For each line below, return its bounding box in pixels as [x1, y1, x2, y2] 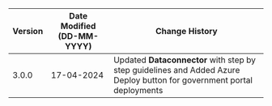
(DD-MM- [57, 31, 99, 41]
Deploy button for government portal [113, 74, 253, 86]
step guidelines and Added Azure [113, 65, 240, 75]
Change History [155, 26, 218, 36]
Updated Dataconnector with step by [113, 54, 257, 66]
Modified [60, 20, 96, 32]
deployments [113, 85, 164, 95]
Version [12, 26, 44, 36]
